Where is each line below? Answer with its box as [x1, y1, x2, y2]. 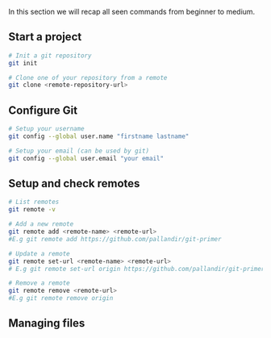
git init [8, 59, 38, 67]
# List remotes [8, 198, 60, 207]
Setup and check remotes [8, 177, 140, 190]
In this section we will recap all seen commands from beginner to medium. [8, 7, 256, 16]
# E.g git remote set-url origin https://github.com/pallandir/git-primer [8, 265, 265, 273]
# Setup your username [8, 125, 85, 133]
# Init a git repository [8, 52, 92, 60]
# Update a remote [8, 249, 70, 257]
